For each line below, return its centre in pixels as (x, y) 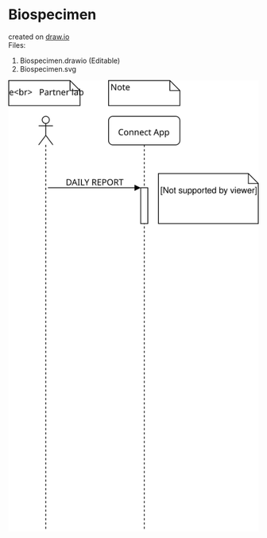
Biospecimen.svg (48, 68)
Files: (17, 45)
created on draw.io (39, 37)
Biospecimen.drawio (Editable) (70, 60)
